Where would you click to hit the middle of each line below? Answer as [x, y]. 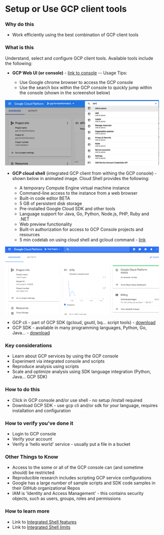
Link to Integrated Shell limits [41, 527]
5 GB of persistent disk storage [51, 203]
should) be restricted [33, 473]
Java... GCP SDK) [30, 377]
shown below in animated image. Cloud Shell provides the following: [81, 178]
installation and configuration [41, 411]
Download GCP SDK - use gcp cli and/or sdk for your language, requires [85, 405]
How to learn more [27, 511]
